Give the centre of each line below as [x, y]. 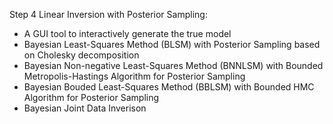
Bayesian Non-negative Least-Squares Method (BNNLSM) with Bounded [173, 65]
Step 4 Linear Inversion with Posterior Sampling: [108, 14]
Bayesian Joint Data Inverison [85, 108]
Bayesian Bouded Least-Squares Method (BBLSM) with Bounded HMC [169, 87]
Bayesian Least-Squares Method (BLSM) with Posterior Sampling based [172, 44]
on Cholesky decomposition [81, 55]
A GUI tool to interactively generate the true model [127, 33]
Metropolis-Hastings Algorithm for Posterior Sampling [134, 76]
